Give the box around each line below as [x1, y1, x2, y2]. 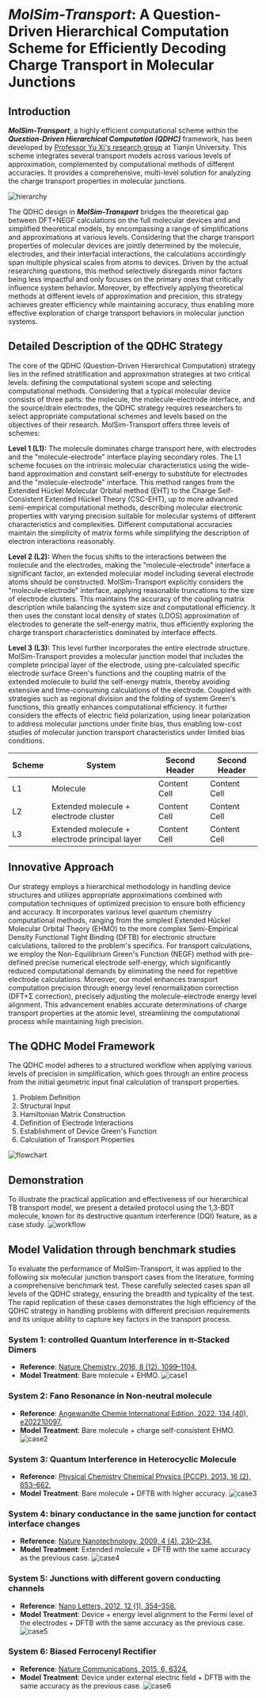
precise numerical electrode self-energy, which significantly [35, 957, 231, 967]
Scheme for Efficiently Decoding [8, 40, 227, 57]
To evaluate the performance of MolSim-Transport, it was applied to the [8, 1264, 242, 1273]
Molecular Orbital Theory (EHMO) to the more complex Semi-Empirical [8, 923, 239, 934]
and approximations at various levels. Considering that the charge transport [8, 233, 255, 241]
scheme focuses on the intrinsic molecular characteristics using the [8, 460, 230, 470]
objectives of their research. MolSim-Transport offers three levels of [8, 419, 230, 429]
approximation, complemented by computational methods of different [8, 160, 235, 168]
